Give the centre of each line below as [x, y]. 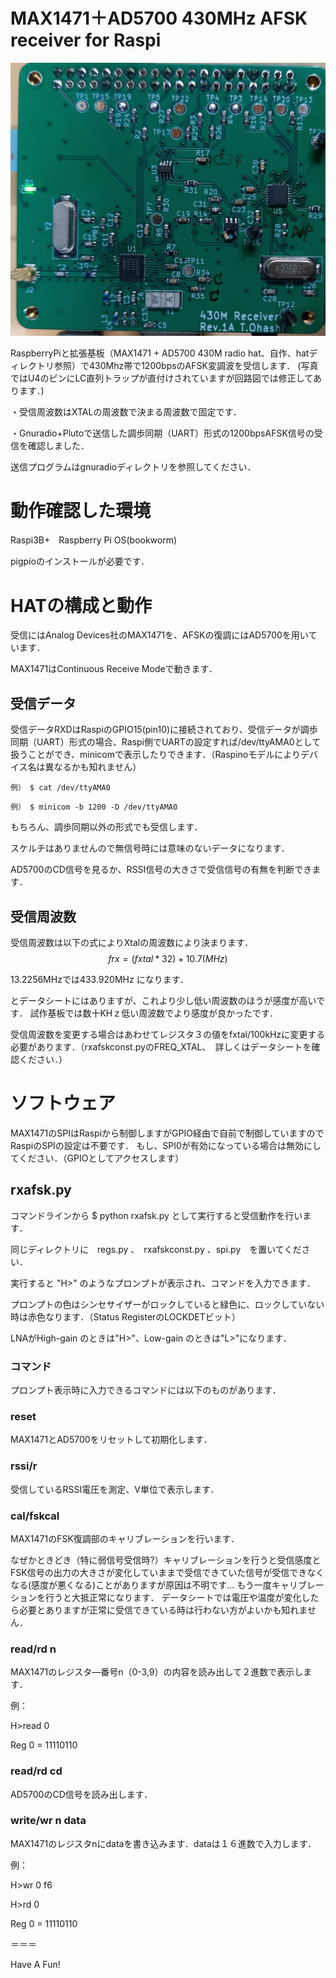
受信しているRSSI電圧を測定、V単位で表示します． [115, 1489]
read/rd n [33, 1649]
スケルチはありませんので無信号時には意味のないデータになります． [150, 848]
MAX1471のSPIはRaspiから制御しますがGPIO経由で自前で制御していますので [167, 1133]
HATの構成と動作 [81, 605]
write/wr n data [48, 1821]
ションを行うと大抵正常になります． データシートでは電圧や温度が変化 [156, 1597]
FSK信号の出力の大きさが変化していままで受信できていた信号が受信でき [159, 1572]
